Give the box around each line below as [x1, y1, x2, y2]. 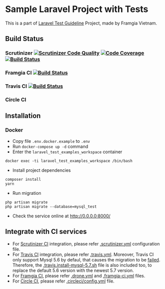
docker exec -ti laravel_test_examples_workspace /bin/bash [5, 158, 133, 163]
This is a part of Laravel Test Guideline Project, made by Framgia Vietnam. [5, 20, 158, 26]
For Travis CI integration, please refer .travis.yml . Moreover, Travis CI [12, 251, 154, 257]
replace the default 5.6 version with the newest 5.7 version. [12, 267, 134, 273]
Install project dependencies [12, 167, 71, 173]
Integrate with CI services [5, 227, 87, 236]
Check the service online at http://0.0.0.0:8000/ [12, 213, 111, 219]
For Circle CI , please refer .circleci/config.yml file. [12, 278, 115, 284]
